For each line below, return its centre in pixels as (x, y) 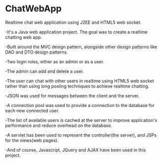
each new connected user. (32, 110)
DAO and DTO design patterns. (37, 52)
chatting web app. (24, 37)
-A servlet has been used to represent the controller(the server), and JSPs (81, 135)
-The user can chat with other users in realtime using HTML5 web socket (80, 81)
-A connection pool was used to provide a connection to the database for (80, 105)
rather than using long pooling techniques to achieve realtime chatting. (77, 86)
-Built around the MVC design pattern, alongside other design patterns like (81, 47)
